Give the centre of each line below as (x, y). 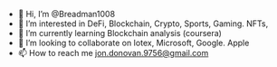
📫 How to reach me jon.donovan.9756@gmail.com (113, 53)
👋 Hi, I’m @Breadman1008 (67, 14)
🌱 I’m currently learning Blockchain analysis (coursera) (119, 33)
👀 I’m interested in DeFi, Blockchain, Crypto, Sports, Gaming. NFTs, (143, 24)
